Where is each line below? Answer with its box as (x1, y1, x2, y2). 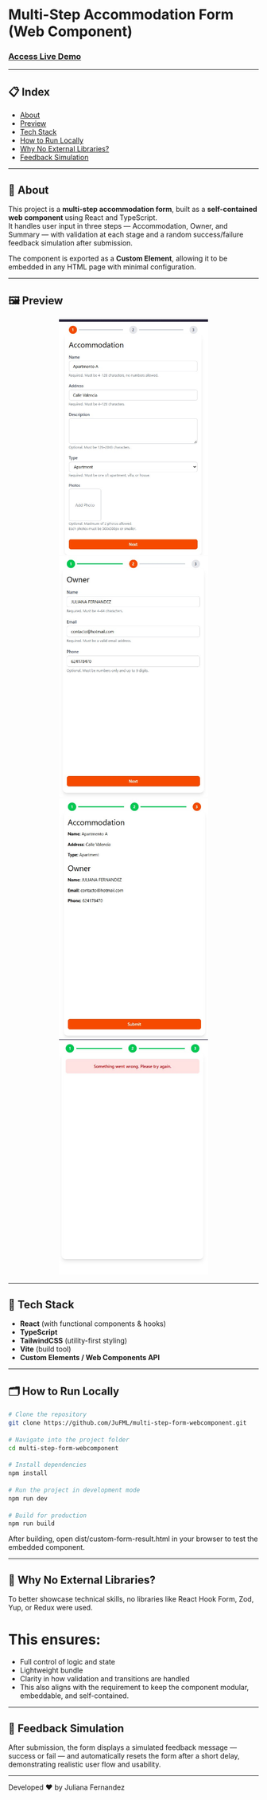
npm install (8, 1469, 48, 1477)
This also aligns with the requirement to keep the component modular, (19, 1683, 250, 1692)
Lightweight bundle (19, 1665, 83, 1675)
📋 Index (8, 85, 50, 99)
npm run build (8, 1520, 56, 1527)
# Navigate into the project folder (8, 1436, 130, 1444)
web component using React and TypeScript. (8, 213, 157, 222)
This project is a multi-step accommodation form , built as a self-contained (8, 205, 257, 214)
